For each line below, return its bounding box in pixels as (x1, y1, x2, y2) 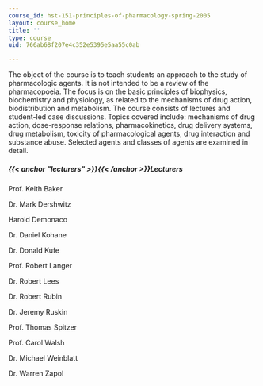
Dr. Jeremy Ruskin (8, 307, 68, 317)
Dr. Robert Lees (8, 276, 59, 286)
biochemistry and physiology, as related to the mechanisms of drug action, (8, 95, 253, 105)
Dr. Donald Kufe (8, 245, 60, 255)
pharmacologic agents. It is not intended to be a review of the (8, 79, 209, 88)
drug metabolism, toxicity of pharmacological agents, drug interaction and (8, 129, 250, 139)
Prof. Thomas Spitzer (8, 322, 78, 332)
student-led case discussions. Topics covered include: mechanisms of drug (8, 112, 256, 122)
